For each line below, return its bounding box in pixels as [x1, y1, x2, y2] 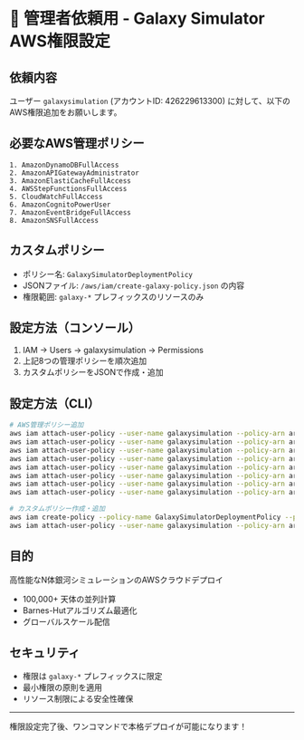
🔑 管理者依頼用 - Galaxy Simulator [9, 8, 265, 29]
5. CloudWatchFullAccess [9, 192, 103, 201]
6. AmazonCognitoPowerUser [9, 200, 111, 209]
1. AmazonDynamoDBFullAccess [9, 160, 119, 169]
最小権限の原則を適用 [22, 682, 102, 693]
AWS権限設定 [9, 31, 111, 52]
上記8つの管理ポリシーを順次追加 [22, 355, 147, 367]
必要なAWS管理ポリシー [9, 136, 145, 151]
